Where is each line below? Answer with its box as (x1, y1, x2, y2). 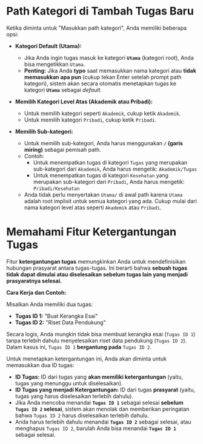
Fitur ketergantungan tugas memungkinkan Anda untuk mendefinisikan (6, 258, 186, 265)
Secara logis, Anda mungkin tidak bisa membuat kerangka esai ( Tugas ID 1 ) (6, 330, 196, 338)
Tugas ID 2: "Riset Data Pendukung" (15, 319, 106, 326)
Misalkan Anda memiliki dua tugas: (6, 301, 93, 308)
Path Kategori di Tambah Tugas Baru (6, 4, 194, 18)
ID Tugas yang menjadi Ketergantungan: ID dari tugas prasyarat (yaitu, (15, 386, 196, 393)
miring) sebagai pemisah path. (24, 146, 101, 153)
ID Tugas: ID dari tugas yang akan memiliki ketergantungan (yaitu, (15, 373, 184, 380)
